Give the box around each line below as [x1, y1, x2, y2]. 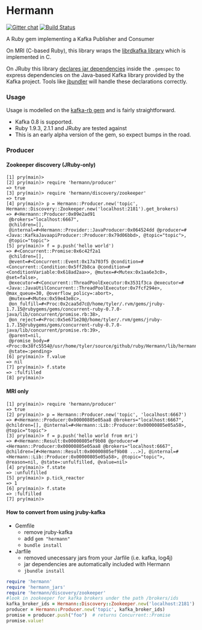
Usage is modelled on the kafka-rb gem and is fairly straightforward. [6, 107, 176, 114]
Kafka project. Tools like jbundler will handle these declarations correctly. [6, 78, 188, 85]
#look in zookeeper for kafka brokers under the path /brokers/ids [6, 595, 179, 602]
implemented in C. [6, 53, 52, 60]
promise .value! [6, 617, 44, 624]
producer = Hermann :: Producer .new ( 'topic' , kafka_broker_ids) [6, 606, 165, 613]
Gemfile [14, 522, 35, 529]
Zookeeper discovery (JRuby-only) [6, 161, 96, 168]
